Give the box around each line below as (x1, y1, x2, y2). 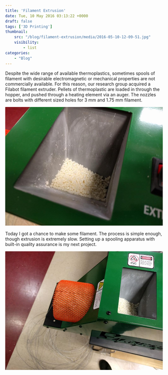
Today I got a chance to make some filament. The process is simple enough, (5, 230, 162, 236)
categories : (5, 50, 30, 55)
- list (23, 45, 37, 50)
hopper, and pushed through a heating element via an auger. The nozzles (5, 91, 156, 97)
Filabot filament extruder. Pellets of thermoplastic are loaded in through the (5, 86, 160, 92)
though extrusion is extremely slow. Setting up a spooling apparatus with (5, 236, 155, 242)
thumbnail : (5, 29, 28, 35)
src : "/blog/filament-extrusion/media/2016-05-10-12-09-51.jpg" (14, 35, 151, 40)
